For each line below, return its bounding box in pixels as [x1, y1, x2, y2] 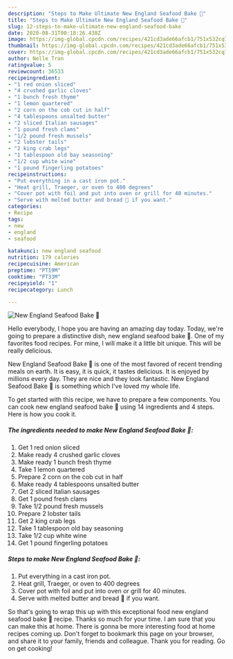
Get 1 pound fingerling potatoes [17, 539, 109, 547]
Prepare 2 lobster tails [17, 510, 82, 518]
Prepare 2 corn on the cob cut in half [17, 473, 123, 481]
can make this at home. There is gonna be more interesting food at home [8, 622, 216, 631]
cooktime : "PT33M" [8, 273, 61, 280]
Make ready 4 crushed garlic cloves [17, 451, 120, 459]
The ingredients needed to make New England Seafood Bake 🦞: [8, 426, 194, 434]
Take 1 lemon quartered [17, 465, 85, 474]
